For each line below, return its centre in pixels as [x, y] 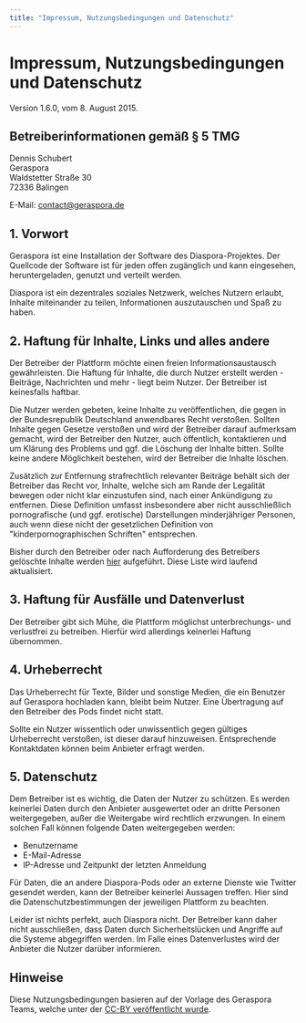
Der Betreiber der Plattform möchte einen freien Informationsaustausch [143, 363]
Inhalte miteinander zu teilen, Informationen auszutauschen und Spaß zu [146, 303]
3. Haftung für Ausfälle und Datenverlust [127, 600]
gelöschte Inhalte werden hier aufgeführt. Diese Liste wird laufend [133, 561]
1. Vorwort [39, 234]
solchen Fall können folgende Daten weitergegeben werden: [122, 828]
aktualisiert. [31, 571]
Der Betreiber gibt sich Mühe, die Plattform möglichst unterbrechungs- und [150, 621]
